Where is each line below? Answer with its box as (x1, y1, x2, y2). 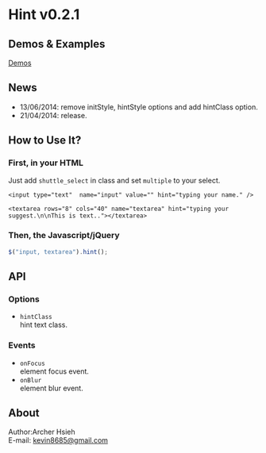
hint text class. (19, 320, 68, 330)
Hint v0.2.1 (8, 6, 80, 24)
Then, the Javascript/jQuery (8, 230, 121, 241)
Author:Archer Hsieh (8, 427, 75, 437)
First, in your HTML (8, 157, 84, 168)
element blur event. (19, 383, 83, 393)
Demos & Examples (8, 37, 106, 51)
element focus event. (19, 367, 90, 376)
